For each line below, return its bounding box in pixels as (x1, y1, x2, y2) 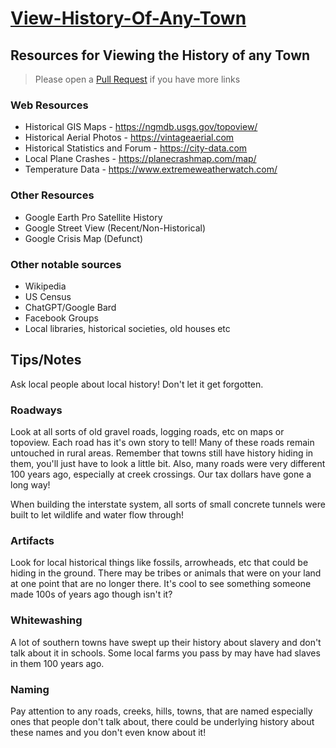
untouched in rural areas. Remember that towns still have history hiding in (10, 447, 314, 459)
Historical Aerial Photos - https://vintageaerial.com (24, 132, 235, 144)
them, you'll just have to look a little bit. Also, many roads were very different (10, 458, 326, 469)
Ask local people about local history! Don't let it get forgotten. (10, 378, 264, 390)
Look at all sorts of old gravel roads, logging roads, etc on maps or (10, 426, 285, 437)
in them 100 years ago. (10, 657, 105, 669)
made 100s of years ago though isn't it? (10, 588, 173, 601)
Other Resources (10, 188, 95, 202)
